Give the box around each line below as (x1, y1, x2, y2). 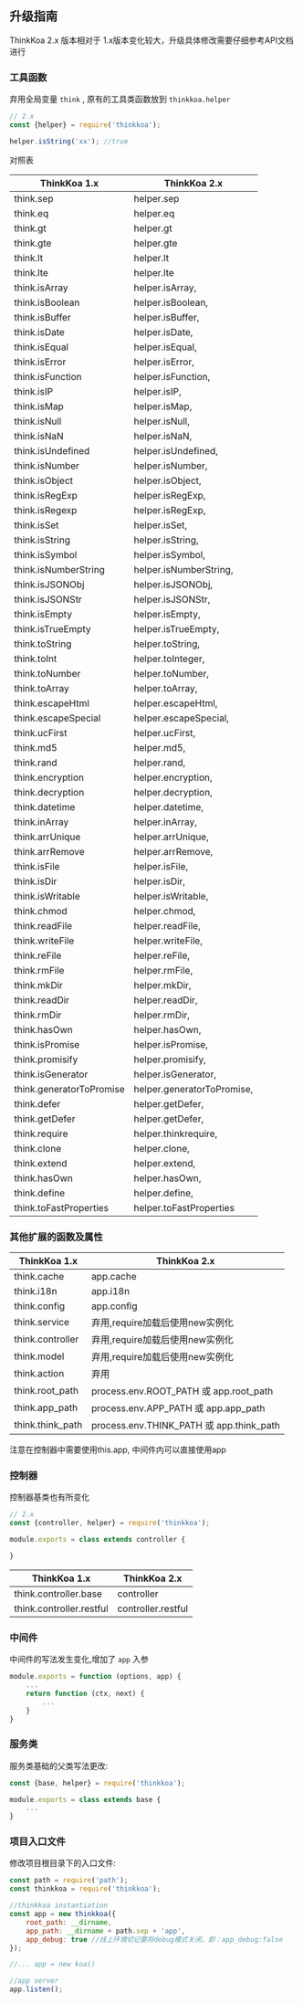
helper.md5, (133, 741, 186, 754)
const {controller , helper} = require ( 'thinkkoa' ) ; (9, 1519, 210, 1528)
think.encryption (14, 771, 85, 784)
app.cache (90, 1270, 137, 1283)
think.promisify (14, 1053, 78, 1066)
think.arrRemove (14, 845, 85, 858)
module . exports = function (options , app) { (9, 1672, 182, 1681)
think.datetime (14, 800, 76, 813)
